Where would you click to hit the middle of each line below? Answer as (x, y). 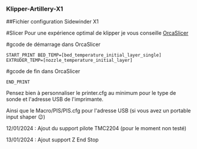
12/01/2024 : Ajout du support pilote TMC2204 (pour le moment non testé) (96, 128)
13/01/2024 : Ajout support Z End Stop (52, 140)
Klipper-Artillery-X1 (35, 9)
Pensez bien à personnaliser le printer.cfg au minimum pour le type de (91, 93)
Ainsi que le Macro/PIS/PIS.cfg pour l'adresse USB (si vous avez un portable (98, 111)
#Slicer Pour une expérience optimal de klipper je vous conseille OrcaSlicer (97, 33)
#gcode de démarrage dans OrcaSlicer (54, 44)
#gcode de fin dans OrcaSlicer (43, 71)
